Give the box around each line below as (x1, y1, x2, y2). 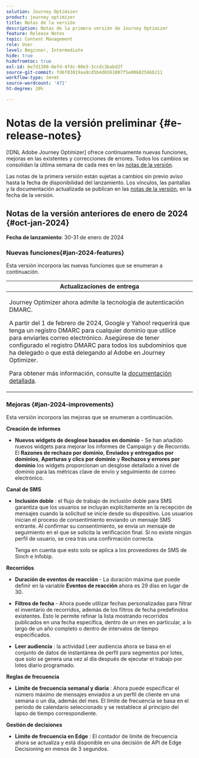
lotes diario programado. (14, 661, 75, 669)
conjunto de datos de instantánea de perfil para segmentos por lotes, (14, 649, 184, 656)
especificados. (14, 631, 52, 638)
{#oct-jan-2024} (6, 218, 70, 228)
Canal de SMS (6, 486, 41, 493)
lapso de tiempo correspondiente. (14, 710, 98, 717)
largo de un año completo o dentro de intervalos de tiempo (14, 625, 159, 632)
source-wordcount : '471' (6, 81, 68, 86)
